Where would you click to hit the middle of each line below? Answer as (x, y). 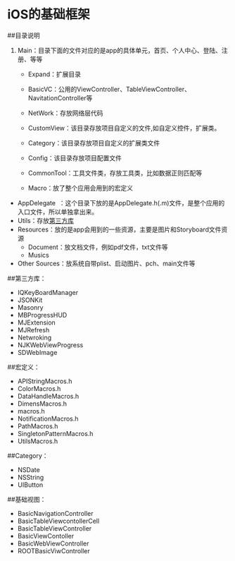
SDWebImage (37, 352)
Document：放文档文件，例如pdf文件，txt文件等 (98, 247)
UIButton (30, 485)
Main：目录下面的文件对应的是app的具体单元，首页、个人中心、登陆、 (119, 50)
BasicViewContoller (46, 536)
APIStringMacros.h (45, 381)
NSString (31, 477)
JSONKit (30, 300)
